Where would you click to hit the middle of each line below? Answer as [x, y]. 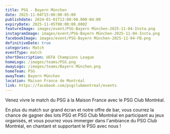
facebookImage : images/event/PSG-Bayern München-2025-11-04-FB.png [78, 39]
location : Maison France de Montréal [45, 81]
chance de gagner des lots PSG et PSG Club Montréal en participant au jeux [85, 115]
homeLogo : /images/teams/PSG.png [41, 62]
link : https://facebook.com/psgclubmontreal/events [61, 85]
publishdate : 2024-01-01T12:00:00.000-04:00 [53, 19]
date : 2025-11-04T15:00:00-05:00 [41, 15]
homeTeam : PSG [20, 72]
